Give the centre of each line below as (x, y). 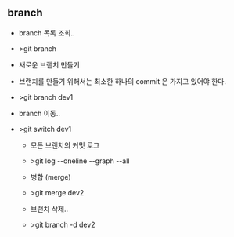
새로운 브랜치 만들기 (49, 64)
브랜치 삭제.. (49, 209)
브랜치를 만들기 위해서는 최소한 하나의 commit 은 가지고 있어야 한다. (122, 81)
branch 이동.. (39, 113)
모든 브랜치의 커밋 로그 (65, 145)
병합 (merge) (50, 177)
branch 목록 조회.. (47, 33)
